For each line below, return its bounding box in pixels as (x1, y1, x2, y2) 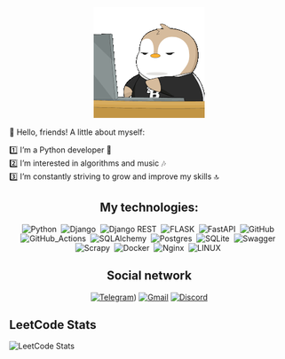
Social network (106, 269, 193, 284)
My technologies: (99, 200, 199, 215)
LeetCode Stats (9, 317, 97, 332)
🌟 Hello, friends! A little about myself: (9, 127, 145, 137)
